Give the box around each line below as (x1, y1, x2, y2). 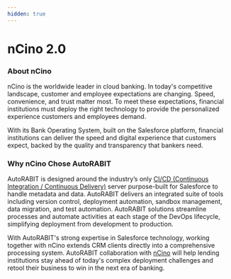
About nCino (7, 66, 52, 76)
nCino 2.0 (7, 40, 67, 57)
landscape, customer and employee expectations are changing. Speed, (7, 90, 215, 98)
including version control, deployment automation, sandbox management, (7, 198, 222, 206)
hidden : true (7, 10, 46, 18)
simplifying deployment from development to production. (7, 220, 174, 229)
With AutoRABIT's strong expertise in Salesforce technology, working (7, 234, 210, 242)
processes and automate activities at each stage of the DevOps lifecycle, (7, 212, 221, 221)
